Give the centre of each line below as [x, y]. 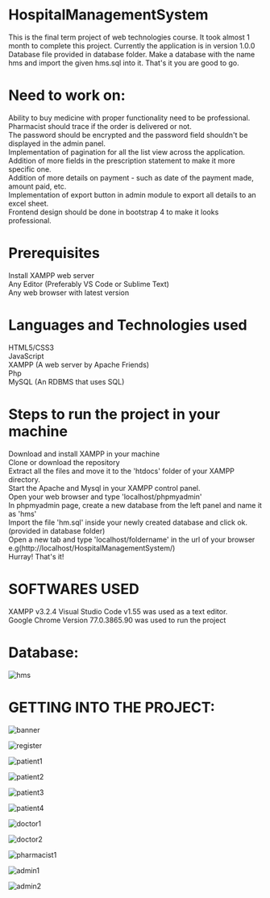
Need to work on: [67, 96]
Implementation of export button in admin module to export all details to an [132, 194]
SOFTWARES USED [74, 589]
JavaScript [26, 355]
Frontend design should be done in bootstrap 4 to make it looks [114, 212]
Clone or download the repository [64, 462]
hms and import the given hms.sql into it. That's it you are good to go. [124, 63]
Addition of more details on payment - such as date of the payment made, [131, 177]
